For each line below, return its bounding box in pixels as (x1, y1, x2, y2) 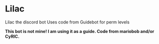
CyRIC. (5, 33, 20, 39)
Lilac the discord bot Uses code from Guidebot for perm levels (5, 19, 130, 25)
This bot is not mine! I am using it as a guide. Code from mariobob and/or (5, 28, 154, 34)
